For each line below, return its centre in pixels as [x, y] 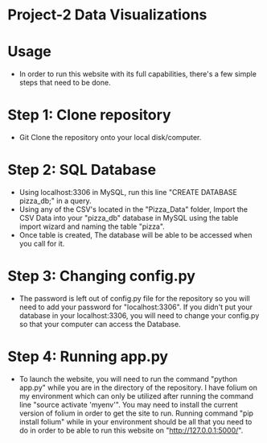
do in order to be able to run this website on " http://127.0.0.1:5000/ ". [131, 430]
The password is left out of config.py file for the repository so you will [134, 298]
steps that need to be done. [65, 83]
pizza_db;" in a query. [55, 201]
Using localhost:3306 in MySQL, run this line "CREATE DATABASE [128, 192]
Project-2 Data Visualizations [107, 15]
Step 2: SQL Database [82, 170]
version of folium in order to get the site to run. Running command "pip [136, 413]
